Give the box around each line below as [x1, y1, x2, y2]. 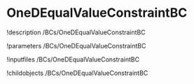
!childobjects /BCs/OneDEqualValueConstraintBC [6, 69, 148, 77]
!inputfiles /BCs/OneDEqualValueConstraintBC [6, 55, 140, 64]
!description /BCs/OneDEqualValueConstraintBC [6, 28, 146, 36]
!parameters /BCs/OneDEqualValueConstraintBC [6, 41, 146, 50]
